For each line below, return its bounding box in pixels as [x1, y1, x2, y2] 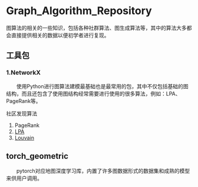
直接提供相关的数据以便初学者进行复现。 [11, 31, 110, 39]
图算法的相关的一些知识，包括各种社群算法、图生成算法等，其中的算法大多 [6, 24, 187, 31]
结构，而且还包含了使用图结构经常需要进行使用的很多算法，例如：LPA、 [6, 90, 181, 97]
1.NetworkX [6, 69, 41, 77]
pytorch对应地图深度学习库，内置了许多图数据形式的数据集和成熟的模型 [16, 168, 190, 175]
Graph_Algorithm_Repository [6, 4, 152, 18]
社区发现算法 [6, 110, 37, 117]
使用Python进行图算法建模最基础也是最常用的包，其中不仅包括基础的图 [16, 82, 189, 89]
